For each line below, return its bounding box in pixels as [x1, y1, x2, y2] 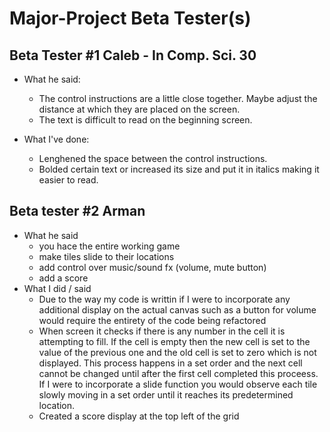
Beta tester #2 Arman [9, 203, 146, 220]
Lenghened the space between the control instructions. [38, 153, 268, 164]
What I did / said [23, 282, 92, 294]
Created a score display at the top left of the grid [38, 410, 240, 422]
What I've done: [23, 133, 90, 145]
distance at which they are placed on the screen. [38, 103, 241, 115]
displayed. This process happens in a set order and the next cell [38, 357, 303, 369]
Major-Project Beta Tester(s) [9, 7, 252, 30]
